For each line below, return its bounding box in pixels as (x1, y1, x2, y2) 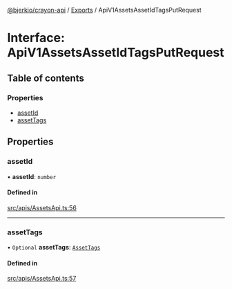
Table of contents (7, 72, 84, 84)
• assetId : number (7, 172, 57, 180)
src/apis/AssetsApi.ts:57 (7, 274, 77, 283)
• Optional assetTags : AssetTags (7, 243, 101, 252)
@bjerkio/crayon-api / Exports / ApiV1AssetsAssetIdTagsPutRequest (7, 6, 202, 14)
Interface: (7, 30, 66, 46)
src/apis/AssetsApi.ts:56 (7, 203, 77, 212)
